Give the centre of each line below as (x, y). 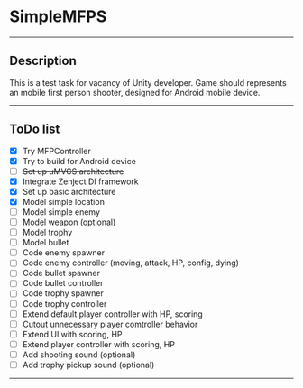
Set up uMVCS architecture (73, 171)
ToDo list (35, 129)
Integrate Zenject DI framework (81, 181)
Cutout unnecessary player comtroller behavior (110, 324)
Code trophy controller (64, 303)
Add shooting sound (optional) (79, 355)
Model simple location (64, 201)
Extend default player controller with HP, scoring (112, 314)
